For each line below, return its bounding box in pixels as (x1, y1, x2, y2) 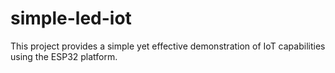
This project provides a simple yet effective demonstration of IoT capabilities (10, 40, 326, 52)
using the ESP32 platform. (10, 50, 118, 62)
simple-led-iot (10, 7, 132, 30)
